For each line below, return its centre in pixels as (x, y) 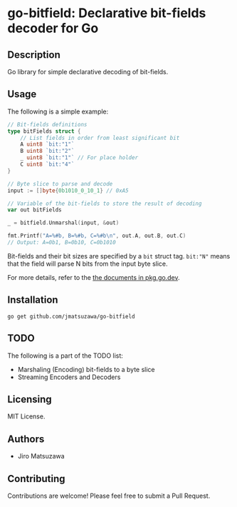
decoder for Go (53, 28)
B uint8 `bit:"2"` (47, 151)
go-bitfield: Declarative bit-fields (107, 13)
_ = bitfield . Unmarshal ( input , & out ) (63, 223)
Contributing (36, 479)
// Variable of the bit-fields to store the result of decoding (105, 204)
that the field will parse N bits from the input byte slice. (88, 263)
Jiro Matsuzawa (41, 456)
